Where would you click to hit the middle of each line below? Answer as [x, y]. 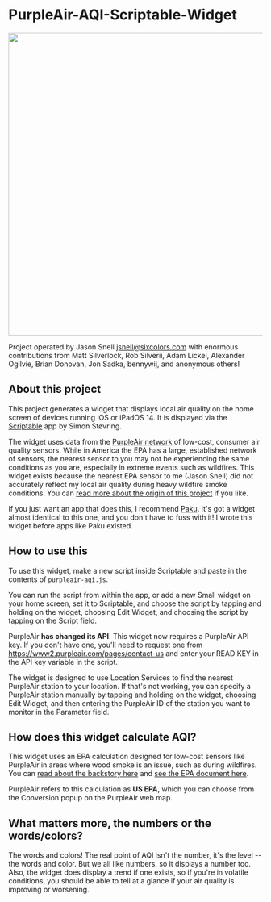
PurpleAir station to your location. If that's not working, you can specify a [130, 686]
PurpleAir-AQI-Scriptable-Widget [123, 15]
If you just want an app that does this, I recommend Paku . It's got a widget [132, 508]
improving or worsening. [49, 890]
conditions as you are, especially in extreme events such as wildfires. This [131, 467]
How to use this [48, 551]
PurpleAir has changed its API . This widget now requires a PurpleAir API [129, 636]
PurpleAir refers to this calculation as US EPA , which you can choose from [131, 789]
